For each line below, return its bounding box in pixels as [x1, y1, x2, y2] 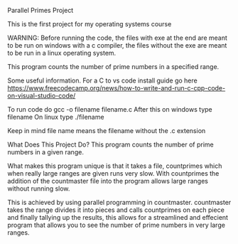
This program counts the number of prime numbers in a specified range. [7, 63, 220, 70]
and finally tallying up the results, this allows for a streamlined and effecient [7, 213, 229, 221]
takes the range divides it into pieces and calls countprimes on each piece [7, 206, 225, 214]
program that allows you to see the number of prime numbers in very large [7, 221, 226, 229]
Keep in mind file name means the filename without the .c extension [7, 127, 206, 134]
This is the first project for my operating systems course [7, 20, 172, 28]
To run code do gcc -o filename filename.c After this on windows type [7, 105, 212, 113]
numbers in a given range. [7, 148, 84, 156]
